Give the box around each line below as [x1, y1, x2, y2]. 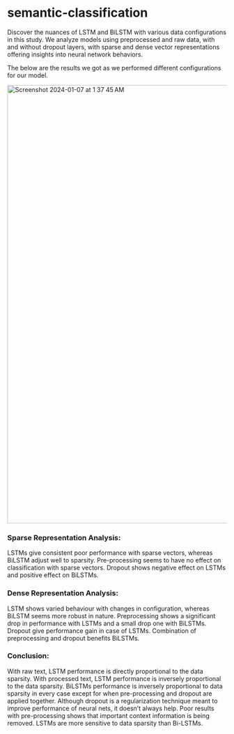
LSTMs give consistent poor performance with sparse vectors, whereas [7, 549, 213, 557]
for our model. [7, 71, 49, 79]
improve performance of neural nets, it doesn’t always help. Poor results [7, 704, 214, 712]
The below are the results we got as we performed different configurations [7, 63, 221, 72]
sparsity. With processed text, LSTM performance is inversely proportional [7, 674, 221, 682]
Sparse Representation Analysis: [7, 533, 121, 542]
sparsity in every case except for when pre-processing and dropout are [7, 689, 212, 698]
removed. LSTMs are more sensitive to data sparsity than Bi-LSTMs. [7, 719, 203, 727]
